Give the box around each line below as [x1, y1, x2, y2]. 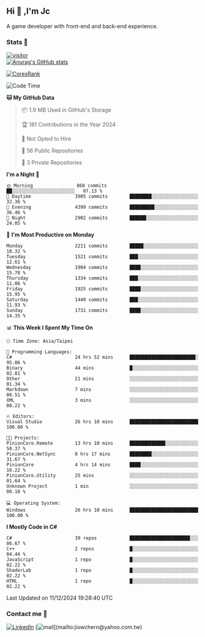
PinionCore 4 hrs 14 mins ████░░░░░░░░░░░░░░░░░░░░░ [6, 462, 199, 468]
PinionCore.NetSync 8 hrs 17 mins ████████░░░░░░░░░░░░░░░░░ [6, 451, 199, 458]
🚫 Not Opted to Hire [21, 135, 72, 143]
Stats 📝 [6, 37, 28, 46]
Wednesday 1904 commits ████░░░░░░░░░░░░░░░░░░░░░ [6, 265, 199, 271]
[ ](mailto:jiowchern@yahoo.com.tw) [35, 623, 143, 631]
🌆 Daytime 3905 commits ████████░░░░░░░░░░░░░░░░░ [6, 193, 199, 200]
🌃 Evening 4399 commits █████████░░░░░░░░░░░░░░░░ [6, 204, 199, 211]
